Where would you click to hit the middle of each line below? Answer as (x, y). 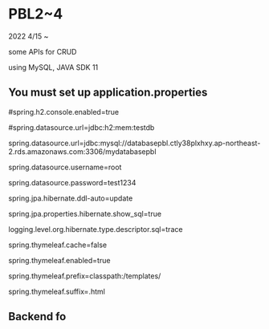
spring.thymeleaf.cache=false (58, 245)
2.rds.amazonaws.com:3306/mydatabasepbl (82, 151)
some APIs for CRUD (43, 51)
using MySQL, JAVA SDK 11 (53, 67)
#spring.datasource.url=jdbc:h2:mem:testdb (82, 127)
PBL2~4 (36, 14)
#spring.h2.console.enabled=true (63, 112)
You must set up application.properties (108, 93)
